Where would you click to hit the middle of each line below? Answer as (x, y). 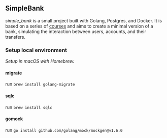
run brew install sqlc (29, 107)
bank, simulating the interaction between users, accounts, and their (76, 31)
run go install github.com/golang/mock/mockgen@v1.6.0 (64, 130)
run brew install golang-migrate (40, 84)
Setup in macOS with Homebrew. (40, 61)
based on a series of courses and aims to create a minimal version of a (79, 26)
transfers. (15, 37)
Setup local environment (36, 50)
